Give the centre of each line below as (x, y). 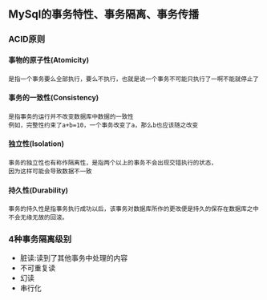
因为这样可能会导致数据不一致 (50, 171)
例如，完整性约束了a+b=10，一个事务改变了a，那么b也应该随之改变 (103, 125)
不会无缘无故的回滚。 (38, 218)
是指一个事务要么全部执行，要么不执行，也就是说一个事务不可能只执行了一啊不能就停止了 (133, 79)
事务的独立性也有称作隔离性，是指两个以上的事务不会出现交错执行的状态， (113, 163)
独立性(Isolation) (36, 144)
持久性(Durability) (38, 190)
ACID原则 (27, 39)
